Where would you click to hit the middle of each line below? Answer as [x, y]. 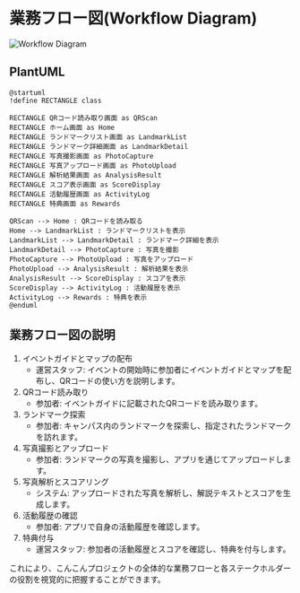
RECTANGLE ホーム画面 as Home [62, 127]
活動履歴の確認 [50, 515]
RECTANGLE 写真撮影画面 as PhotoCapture [81, 156]
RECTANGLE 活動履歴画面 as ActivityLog [80, 194]
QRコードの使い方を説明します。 [120, 380]
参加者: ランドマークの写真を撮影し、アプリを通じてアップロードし [159, 459]
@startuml [28, 92]
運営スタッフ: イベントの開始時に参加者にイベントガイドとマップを [159, 370]
